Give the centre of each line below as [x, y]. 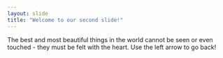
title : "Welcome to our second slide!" [65, 20]
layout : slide [28, 13]
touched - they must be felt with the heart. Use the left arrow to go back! [112, 47]
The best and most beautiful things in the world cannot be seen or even [110, 39]
